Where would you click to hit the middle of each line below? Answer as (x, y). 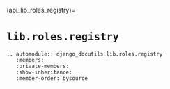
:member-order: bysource (52, 78)
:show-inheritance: (44, 72)
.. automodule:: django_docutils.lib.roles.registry (85, 54)
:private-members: (42, 66)
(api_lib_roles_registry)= (41, 10)
